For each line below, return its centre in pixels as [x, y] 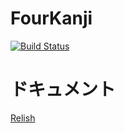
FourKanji [51, 18]
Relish [23, 118]
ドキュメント [63, 89]
